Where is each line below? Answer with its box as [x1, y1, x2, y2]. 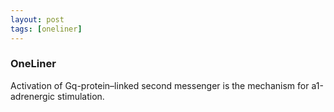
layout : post [10, 14, 65, 25]
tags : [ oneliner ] [10, 24, 83, 34]
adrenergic [10, 90, 56, 102]
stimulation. [57, 90, 105, 102]
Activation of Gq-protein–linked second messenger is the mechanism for [10, 79, 310, 91]
